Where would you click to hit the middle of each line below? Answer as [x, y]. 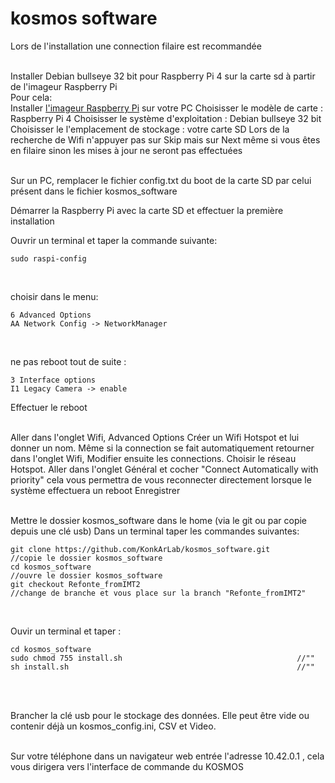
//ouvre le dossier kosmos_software [86, 575]
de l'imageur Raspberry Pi [64, 86]
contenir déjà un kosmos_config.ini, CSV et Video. [113, 726]
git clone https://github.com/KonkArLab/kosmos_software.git [140, 549]
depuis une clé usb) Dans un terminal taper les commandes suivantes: [155, 531]
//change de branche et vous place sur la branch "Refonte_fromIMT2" [158, 593]
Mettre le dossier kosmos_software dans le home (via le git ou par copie [159, 520]
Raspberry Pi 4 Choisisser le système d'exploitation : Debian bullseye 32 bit [166, 118]
